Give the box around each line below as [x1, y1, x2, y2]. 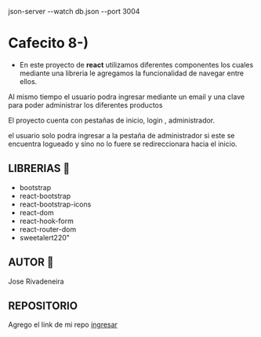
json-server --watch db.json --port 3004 [8, 7, 140, 16]
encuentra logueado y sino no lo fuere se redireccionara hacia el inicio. [8, 139, 237, 148]
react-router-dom [19, 224, 77, 234]
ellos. [19, 76, 38, 86]
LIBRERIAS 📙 [8, 162, 71, 175]
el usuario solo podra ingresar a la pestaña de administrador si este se [8, 130, 235, 140]
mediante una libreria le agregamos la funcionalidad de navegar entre [19, 68, 245, 78]
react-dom [19, 207, 54, 217]
